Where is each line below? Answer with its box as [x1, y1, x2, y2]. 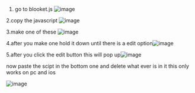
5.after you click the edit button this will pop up [6, 51, 121, 58]
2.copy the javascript [6, 17, 58, 24]
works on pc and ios [6, 69, 56, 76]
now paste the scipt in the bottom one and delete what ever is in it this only [6, 62, 190, 69]
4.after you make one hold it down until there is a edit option [6, 40, 153, 46]
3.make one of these [6, 28, 56, 35]
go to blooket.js [14, 6, 53, 12]
